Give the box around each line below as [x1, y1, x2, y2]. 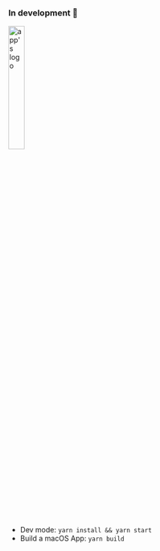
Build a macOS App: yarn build [19, 533, 125, 544]
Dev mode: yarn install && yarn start [19, 525, 153, 535]
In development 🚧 [8, 7, 78, 19]
